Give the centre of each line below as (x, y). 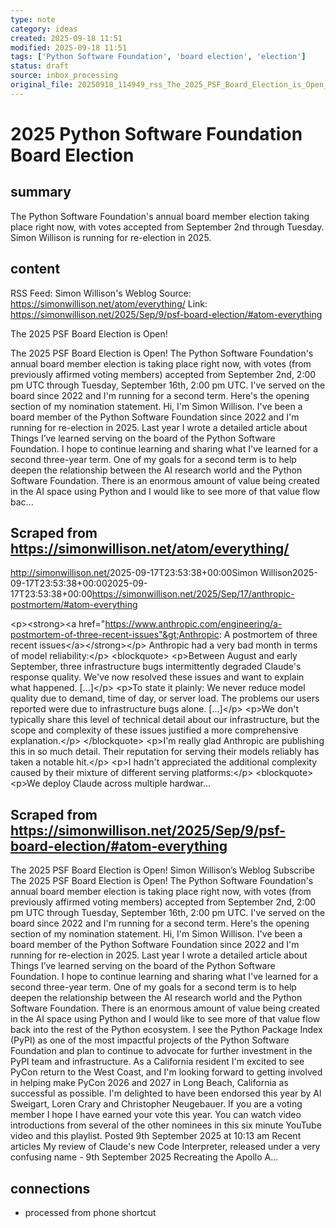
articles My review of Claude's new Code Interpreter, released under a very (165, 1147)
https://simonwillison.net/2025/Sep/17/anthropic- (193, 594)
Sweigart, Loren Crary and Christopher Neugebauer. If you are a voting (156, 1104)
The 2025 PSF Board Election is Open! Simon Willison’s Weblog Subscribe (162, 870)
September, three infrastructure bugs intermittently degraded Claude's (156, 667)
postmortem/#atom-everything (74, 605)
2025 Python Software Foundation (156, 133)
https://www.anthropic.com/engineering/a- (193, 624)
